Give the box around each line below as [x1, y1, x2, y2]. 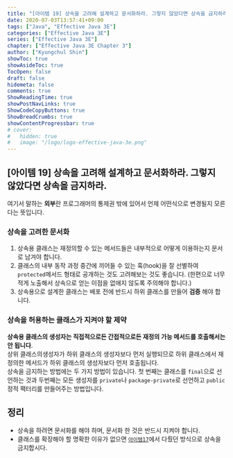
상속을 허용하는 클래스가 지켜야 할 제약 [7, 315, 127, 325]
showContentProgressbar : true [7, 119, 95, 127]
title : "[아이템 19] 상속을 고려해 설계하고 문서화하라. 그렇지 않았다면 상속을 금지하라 [7, 10, 227, 17]
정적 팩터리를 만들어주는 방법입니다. [7, 384, 104, 393]
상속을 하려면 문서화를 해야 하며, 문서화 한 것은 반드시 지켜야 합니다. [17, 426, 200, 434]
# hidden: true [7, 133, 58, 139]
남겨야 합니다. [24, 253, 62, 261]
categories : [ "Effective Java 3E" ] [7, 29, 110, 37]
